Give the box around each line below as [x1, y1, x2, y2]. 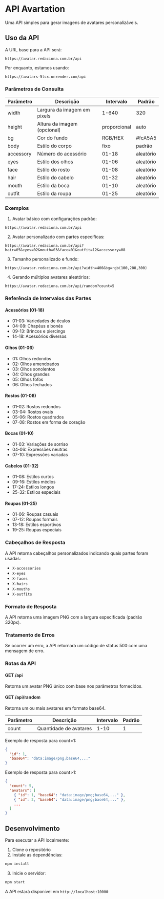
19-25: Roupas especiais [12, 527, 62, 533]
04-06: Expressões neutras [12, 446, 67, 453]
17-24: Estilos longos [12, 484, 55, 490]
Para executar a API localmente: [5, 837, 69, 843]
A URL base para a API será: [5, 46, 62, 52]
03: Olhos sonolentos [12, 366, 55, 372]
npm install [5, 861, 29, 866]
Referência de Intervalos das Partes [5, 295, 92, 302]
